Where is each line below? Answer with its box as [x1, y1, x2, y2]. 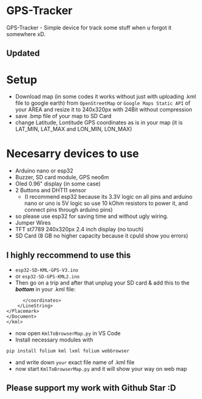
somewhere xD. [6, 30, 46, 37]
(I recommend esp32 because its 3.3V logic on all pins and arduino [24, 193, 193, 201]
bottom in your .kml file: [15, 286, 76, 293]
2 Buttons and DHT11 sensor [15, 187, 87, 194]
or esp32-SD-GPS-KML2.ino [15, 273, 80, 280]
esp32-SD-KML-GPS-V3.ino [15, 267, 79, 274]
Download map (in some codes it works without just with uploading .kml [15, 93, 197, 100]
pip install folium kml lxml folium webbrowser [6, 348, 130, 354]
